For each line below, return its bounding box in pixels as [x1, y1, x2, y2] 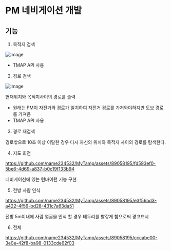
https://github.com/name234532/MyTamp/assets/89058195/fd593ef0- [5, 160, 156, 166]
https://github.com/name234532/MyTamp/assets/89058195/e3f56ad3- [5, 198, 157, 203]
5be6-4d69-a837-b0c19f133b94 [5, 166, 74, 172]
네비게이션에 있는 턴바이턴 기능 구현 [5, 176, 77, 182]
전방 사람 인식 [12, 187, 41, 193]
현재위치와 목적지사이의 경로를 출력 [5, 94, 75, 100]
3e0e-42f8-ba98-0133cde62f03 [5, 240, 74, 246]
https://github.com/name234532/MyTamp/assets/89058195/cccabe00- [5, 235, 158, 241]
